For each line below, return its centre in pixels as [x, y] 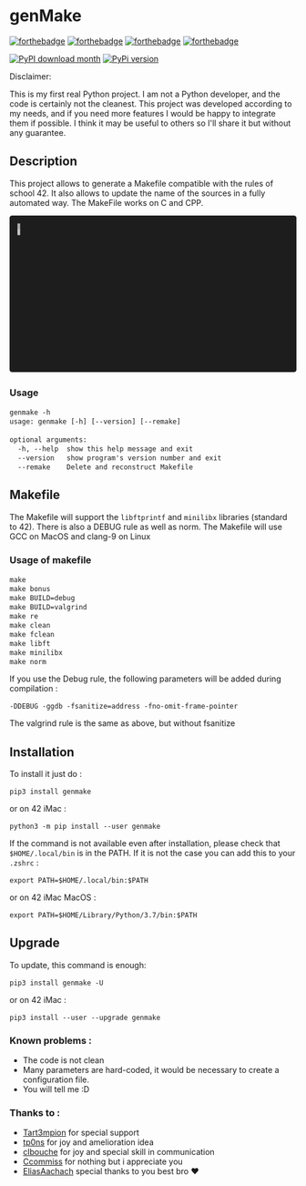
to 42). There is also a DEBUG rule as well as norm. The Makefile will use [146, 527]
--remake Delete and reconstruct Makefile [106, 467]
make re [24, 617]
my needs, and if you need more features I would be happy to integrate [143, 113]
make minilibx [36, 653]
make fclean [32, 635]
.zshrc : [24, 863]
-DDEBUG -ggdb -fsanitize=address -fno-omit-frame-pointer [124, 707]
